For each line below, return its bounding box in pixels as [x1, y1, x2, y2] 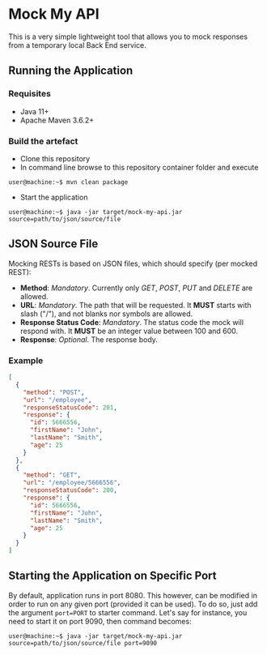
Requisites [8, 88, 51, 100]
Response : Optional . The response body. [19, 334, 158, 345]
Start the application [19, 192, 88, 202]
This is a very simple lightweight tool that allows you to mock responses [8, 32, 248, 41]
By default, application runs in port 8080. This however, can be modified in [8, 590, 257, 600]
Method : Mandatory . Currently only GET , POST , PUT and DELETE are [19, 283, 253, 293]
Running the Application [8, 64, 133, 78]
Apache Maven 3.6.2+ [19, 115, 95, 125]
